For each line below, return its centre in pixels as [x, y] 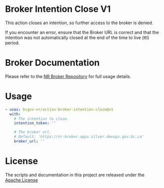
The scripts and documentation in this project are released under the [75, 175]
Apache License [21, 180]
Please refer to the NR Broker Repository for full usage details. [68, 76]
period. [12, 42]
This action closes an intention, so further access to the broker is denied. [79, 23]
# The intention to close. [42, 119]
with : [15, 114]
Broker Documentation [52, 63]
